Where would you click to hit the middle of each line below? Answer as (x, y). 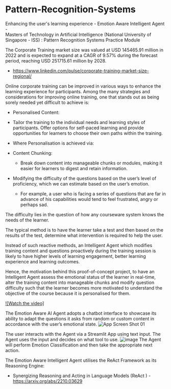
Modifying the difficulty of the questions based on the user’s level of (84, 178)
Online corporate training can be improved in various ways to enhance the (83, 86)
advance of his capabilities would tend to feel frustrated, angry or (89, 199)
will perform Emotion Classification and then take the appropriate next (79, 345)
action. (13, 350)
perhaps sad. (34, 204)
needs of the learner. (27, 220)
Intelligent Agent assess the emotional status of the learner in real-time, (80, 277)
